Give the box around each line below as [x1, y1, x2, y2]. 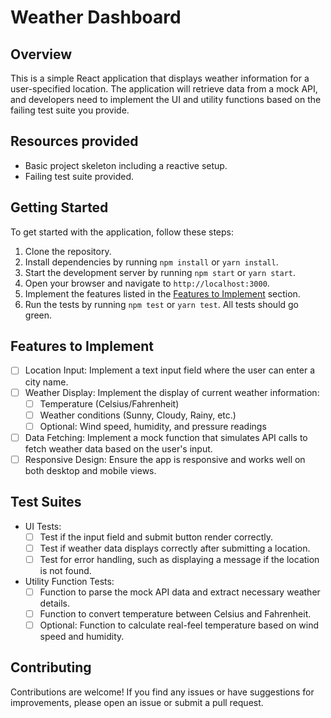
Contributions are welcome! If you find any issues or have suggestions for [10, 686, 315, 698]
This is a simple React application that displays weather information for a [10, 72, 310, 84]
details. [39, 597, 71, 609]
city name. [24, 376, 69, 388]
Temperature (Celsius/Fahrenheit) [39, 397, 180, 410]
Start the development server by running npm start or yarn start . [24, 266, 297, 278]
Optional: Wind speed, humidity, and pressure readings [39, 420, 267, 432]
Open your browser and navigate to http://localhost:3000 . [24, 277, 270, 289]
